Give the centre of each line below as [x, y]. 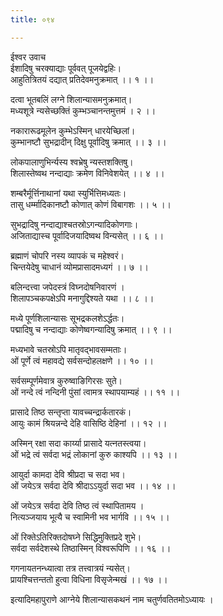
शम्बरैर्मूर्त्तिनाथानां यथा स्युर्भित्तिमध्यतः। [68, 193]
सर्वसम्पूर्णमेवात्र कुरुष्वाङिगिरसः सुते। [66, 380]
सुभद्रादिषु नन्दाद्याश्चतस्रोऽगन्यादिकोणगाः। [74, 224]
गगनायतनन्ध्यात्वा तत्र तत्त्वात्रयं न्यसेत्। [70, 568]
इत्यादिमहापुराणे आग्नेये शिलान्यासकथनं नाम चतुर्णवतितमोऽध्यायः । [112, 599]
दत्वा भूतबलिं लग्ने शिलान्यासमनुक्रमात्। [71, 99]
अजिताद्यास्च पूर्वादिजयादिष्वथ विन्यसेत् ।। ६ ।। [87, 235]
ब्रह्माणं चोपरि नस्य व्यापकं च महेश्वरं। [67, 255]
